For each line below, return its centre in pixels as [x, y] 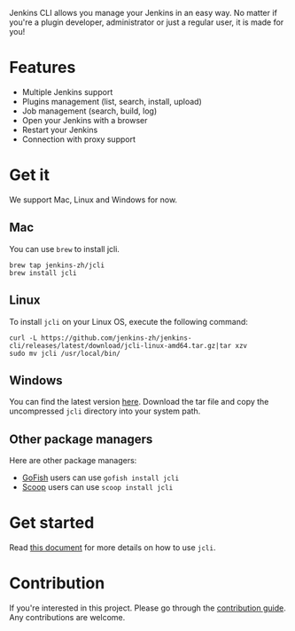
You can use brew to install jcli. [64, 248]
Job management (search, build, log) [89, 111]
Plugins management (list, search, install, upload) [112, 101]
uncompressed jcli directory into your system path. [105, 411]
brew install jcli [43, 273]
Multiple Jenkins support [67, 91]
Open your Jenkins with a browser [85, 120]
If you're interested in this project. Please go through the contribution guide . [147, 608]
